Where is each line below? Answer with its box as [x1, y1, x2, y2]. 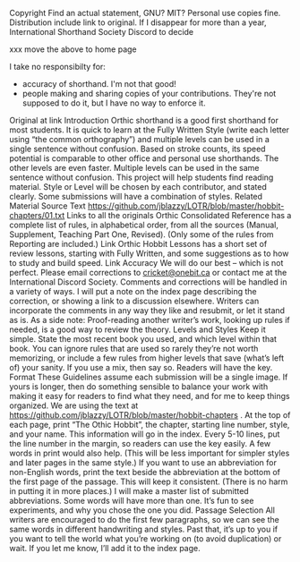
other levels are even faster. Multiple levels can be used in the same [9, 163, 260, 173]
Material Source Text [9, 200, 87, 211]
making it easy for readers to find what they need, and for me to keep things [9, 391, 290, 401]
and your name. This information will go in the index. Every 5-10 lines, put [9, 429, 280, 439]
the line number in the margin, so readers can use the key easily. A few [9, 439, 271, 448]
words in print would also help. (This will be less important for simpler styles [9, 447, 290, 458]
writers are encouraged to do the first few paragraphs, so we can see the [9, 515, 279, 524]
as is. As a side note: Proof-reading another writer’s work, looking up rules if [9, 315, 290, 325]
